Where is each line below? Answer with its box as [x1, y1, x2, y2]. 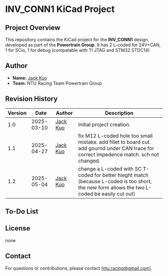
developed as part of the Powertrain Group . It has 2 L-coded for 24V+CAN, [5, 42, 161, 48]
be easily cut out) [94, 190, 135, 197]
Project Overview [5, 23, 60, 32]
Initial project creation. [78, 121, 131, 128]
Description [104, 109, 133, 116]
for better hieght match [94, 171, 148, 178]
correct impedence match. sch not [78, 151, 159, 158]
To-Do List [5, 207, 38, 216]
